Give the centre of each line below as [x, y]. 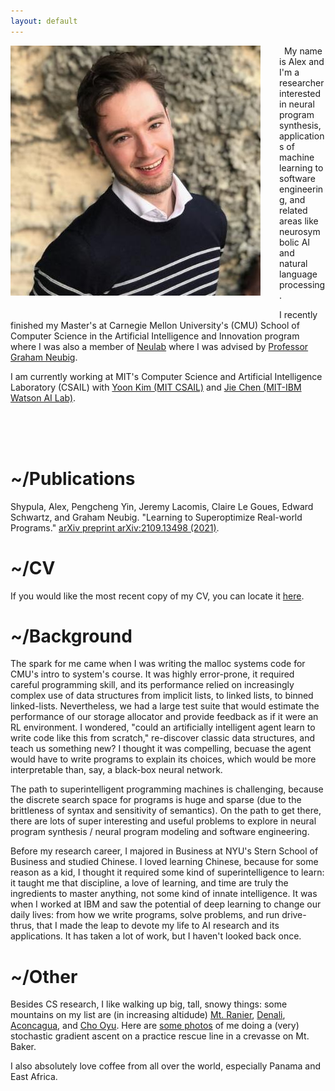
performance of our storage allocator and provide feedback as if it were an [164, 717]
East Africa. [34, 1077]
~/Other [44, 976]
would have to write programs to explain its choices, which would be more [163, 759]
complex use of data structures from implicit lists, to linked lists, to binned [162, 696]
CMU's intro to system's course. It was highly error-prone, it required [152, 674]
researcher [302, 82]
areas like [299, 221]
